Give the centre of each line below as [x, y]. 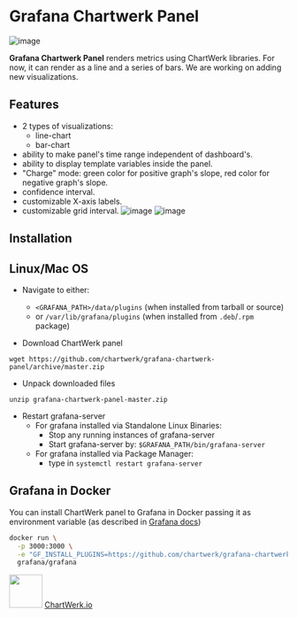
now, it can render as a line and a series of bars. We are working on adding [145, 67]
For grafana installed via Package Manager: [114, 453]
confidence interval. [58, 191]
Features [34, 105]
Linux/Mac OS [49, 269]
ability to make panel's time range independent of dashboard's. [137, 154]
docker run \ [33, 537]
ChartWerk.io [68, 605]
